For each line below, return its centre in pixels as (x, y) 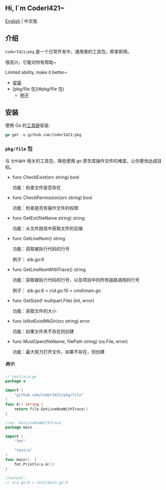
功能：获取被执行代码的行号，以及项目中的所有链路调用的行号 (76, 280)
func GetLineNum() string (39, 238)
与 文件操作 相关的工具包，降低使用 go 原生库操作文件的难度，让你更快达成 (81, 161)
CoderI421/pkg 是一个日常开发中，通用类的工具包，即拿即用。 (69, 51)
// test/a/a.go (21, 376)
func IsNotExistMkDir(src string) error (51, 321)
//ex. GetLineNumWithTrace (33, 423)
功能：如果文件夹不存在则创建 (43, 331)
